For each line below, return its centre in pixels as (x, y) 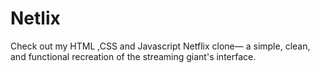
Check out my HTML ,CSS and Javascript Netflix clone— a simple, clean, (160, 46)
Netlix (35, 18)
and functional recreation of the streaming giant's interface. (133, 56)
